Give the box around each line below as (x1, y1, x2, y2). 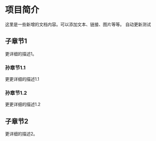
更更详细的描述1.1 (5, 76, 40, 82)
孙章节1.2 (5, 89, 27, 96)
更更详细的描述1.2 (5, 102, 41, 107)
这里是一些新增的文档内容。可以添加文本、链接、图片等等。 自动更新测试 (5, 21, 151, 27)
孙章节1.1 (5, 64, 26, 71)
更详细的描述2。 (5, 131, 38, 137)
